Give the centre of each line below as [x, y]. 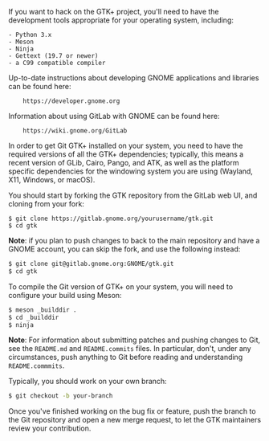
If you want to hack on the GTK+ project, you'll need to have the [114, 12]
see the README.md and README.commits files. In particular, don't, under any [130, 349]
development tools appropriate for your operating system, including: [121, 20]
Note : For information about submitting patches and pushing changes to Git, [134, 340]
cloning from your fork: [46, 204]
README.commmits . [37, 365]
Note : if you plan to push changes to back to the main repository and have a [134, 241]
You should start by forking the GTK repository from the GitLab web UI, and [133, 195]
